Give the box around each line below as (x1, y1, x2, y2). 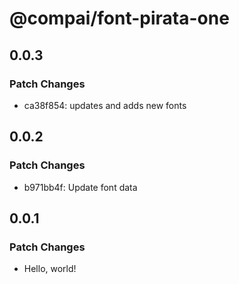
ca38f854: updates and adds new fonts (23, 99, 187, 111)
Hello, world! (23, 263, 77, 275)
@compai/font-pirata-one (9, 7, 230, 30)
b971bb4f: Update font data (23, 181, 138, 193)
